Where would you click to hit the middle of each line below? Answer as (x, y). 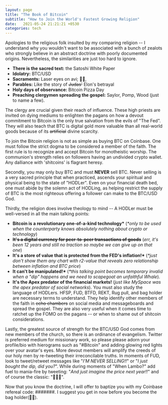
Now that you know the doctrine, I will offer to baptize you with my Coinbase (84, 387)
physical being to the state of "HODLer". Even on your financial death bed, (82, 183)
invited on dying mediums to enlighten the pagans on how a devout (74, 115)
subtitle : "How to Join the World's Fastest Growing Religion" (72, 19)
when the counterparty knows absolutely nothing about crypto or (80, 229)
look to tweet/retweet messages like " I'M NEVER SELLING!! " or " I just (76, 361)
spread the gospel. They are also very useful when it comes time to (82, 309)
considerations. (28, 319)
